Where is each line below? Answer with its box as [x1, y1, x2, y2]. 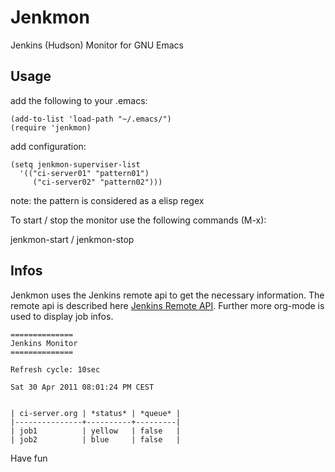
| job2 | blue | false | [10, 434, 182, 445]
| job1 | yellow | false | [10, 426, 182, 436]
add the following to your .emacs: [10, 94, 148, 106]
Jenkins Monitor [10, 338, 78, 348]
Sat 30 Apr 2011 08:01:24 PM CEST [10, 382, 155, 392]
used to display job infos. [10, 310, 114, 322]
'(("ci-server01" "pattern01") [19, 168, 150, 178]
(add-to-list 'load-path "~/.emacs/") [10, 114, 172, 124]
